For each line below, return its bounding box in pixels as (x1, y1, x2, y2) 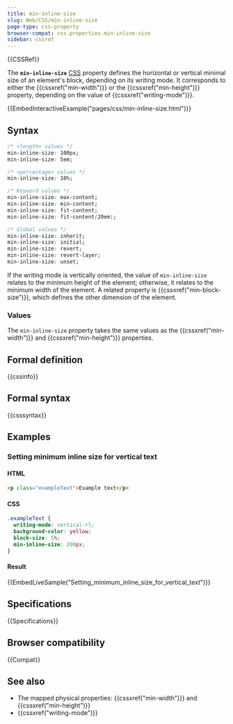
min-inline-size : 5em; (7, 156, 73, 163)
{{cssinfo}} (7, 372, 39, 381)
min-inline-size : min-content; (7, 200, 98, 207)
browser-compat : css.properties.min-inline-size (7, 29, 151, 37)
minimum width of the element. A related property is (7, 285, 156, 294)
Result (7, 562, 26, 571)
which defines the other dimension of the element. (32, 293, 177, 301)
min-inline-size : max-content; (7, 194, 98, 201)
